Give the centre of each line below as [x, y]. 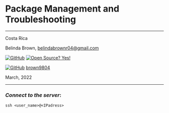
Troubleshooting [41, 19]
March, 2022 [19, 77]
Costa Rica [16, 38]
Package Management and [62, 9]
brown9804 [38, 67]
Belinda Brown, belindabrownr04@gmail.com [52, 48]
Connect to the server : [33, 95]
